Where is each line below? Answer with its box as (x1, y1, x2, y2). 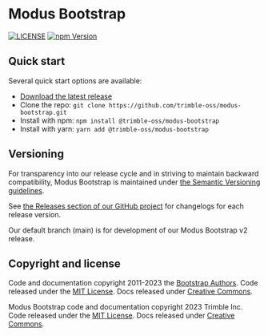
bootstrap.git (19, 108, 67, 116)
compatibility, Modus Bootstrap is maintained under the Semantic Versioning (8, 177, 261, 187)
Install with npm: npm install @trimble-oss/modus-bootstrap (19, 115, 220, 125)
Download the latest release (19, 91, 113, 101)
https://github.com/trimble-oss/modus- (108, 101, 242, 109)
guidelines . (8, 185, 45, 195)
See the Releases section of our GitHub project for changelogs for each (8, 201, 244, 211)
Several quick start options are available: (8, 75, 142, 85)
